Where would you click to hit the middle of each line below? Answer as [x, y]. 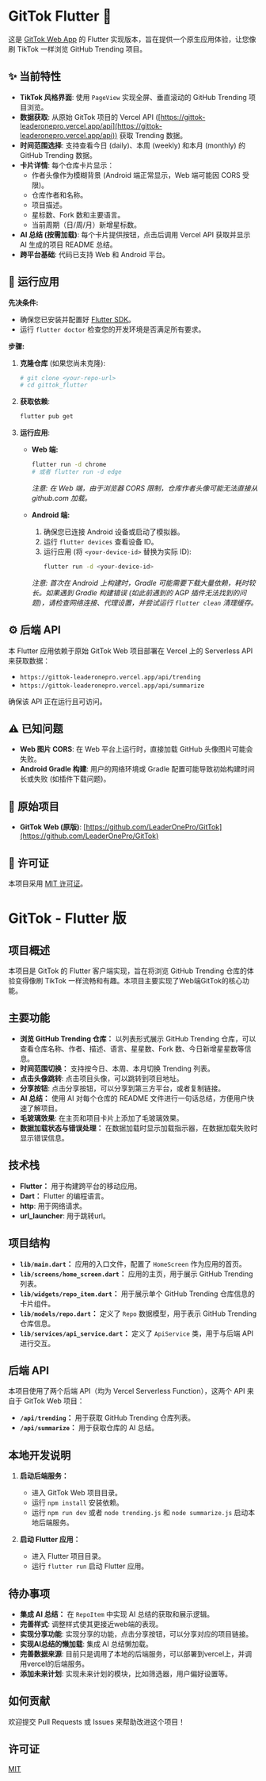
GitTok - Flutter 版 [67, 919]
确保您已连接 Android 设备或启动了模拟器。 [114, 532]
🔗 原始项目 [34, 806]
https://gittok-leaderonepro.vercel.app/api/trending [110, 677]
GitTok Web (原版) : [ [53, 827]
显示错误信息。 [44, 1137]
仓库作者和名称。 [59, 194]
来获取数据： [29, 660]
